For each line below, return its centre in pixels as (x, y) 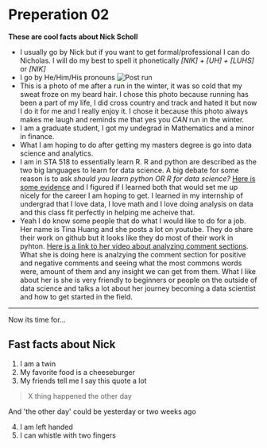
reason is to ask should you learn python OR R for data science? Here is (137, 178)
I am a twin (38, 364)
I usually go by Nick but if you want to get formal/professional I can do (135, 52)
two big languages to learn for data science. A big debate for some (130, 170)
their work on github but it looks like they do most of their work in (126, 238)
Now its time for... (37, 319)
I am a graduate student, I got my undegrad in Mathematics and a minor (137, 128)
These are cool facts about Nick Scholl (73, 37)
